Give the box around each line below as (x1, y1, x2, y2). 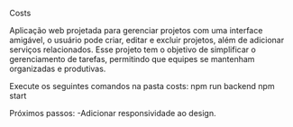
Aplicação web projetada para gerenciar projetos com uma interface (9, 25, 263, 35)
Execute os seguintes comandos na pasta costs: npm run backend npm (9, 81, 275, 91)
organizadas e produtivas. (9, 63, 106, 74)
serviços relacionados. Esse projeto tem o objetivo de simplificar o (9, 44, 257, 55)
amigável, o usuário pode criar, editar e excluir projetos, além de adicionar (9, 35, 285, 45)
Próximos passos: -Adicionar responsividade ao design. (9, 108, 216, 118)
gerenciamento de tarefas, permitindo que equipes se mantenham (9, 54, 255, 64)
